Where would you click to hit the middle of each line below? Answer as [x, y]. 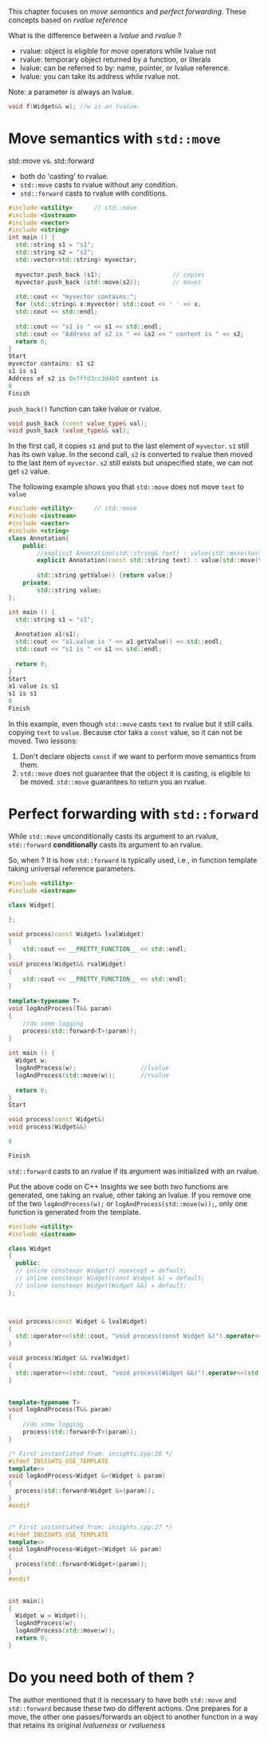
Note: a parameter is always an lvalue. [71, 92]
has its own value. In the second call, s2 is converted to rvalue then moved [130, 454]
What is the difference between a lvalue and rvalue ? [95, 36]
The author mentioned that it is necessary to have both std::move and [122, 1700]
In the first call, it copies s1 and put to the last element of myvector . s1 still [129, 446]
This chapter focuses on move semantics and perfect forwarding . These [127, 12]
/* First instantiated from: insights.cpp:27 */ [91, 1527]
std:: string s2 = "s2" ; [55, 252]
